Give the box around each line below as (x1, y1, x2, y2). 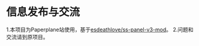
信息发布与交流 (6, 5, 80, 19)
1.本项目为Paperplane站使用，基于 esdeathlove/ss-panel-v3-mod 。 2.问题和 (6, 26, 194, 33)
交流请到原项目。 (6, 33, 49, 40)
